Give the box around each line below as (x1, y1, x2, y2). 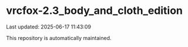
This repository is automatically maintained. (6, 34, 112, 41)
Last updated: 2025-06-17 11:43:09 (6, 23, 91, 30)
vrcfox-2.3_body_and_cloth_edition (6, 4, 183, 17)
